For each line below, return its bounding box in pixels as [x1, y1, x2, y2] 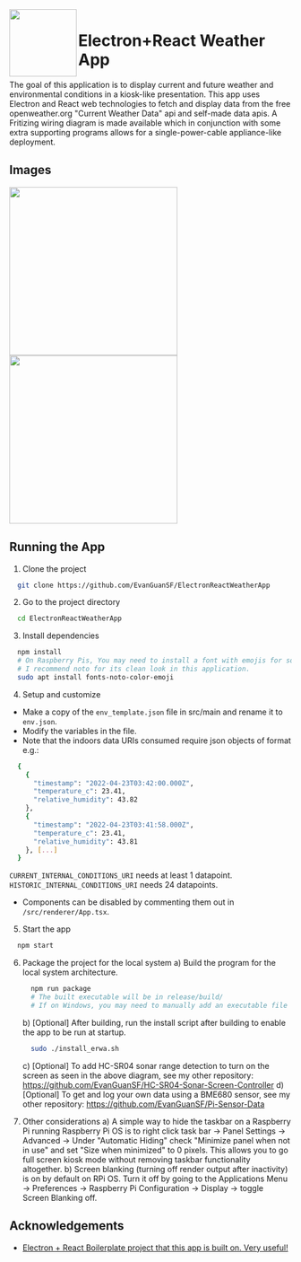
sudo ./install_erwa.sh [30, 1044, 119, 1053]
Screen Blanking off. [21, 1192, 98, 1203]
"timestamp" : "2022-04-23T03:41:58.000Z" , [32, 820, 194, 829]
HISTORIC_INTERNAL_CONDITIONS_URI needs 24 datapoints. [9, 880, 219, 890]
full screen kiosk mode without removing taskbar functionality [21, 1153, 251, 1165]
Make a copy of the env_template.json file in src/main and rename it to [21, 706, 284, 717]
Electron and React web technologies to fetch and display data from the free [9, 98, 291, 109]
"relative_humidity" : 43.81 [32, 837, 139, 846]
